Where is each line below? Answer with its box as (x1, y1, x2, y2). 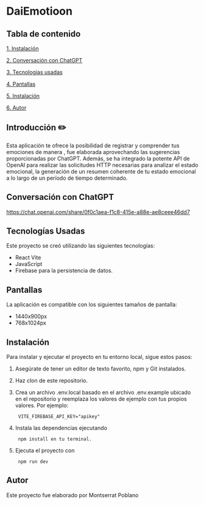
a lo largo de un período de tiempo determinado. (6, 174, 128, 182)
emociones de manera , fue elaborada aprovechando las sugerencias (6, 148, 180, 155)
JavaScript (15, 260, 43, 268)
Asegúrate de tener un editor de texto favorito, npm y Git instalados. (15, 365, 186, 372)
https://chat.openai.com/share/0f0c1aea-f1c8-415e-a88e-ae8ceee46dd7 (6, 208, 191, 215)
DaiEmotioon (6, 4, 73, 18)
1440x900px (15, 313, 47, 320)
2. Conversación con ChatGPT (6, 57, 83, 64)
